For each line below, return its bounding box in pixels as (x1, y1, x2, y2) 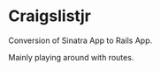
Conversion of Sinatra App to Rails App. (8, 35, 153, 46)
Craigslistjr (8, 6, 92, 26)
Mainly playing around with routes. (8, 52, 134, 62)
